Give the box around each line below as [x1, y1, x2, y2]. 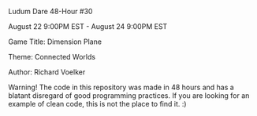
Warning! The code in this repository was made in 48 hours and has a [8, 82, 234, 92]
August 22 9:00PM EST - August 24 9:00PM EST [8, 22, 168, 31]
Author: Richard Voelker [8, 67, 86, 77]
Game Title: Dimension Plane [8, 37, 102, 46]
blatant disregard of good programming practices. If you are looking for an [8, 91, 250, 100]
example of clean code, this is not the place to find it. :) [8, 100, 187, 108]
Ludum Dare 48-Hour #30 [8, 7, 93, 16]
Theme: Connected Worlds [8, 53, 96, 61]
